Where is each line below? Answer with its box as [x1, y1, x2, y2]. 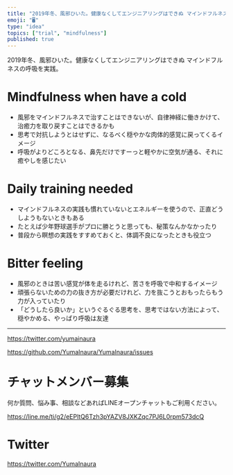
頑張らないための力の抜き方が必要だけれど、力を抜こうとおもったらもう [17, 288, 224, 296]
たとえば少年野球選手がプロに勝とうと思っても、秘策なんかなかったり [17, 223, 217, 230]
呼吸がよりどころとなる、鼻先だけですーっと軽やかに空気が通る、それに [17, 148, 223, 156]
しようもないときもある [17, 214, 85, 222]
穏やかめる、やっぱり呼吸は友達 [17, 313, 109, 322]
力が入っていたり [17, 296, 67, 305]
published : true [7, 36, 54, 43]
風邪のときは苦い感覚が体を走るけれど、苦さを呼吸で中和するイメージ [17, 279, 218, 288]
